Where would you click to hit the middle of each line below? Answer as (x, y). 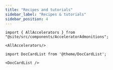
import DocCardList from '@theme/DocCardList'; (56, 54)
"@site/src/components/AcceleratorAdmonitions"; (57, 37)
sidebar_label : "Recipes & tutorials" (46, 14)
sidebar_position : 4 (27, 19)
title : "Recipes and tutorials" (39, 10)
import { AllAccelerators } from (40, 33)
